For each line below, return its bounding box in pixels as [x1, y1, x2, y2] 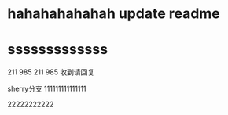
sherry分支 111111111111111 [7, 84, 87, 94]
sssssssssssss [7, 41, 108, 59]
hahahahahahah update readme [7, 5, 221, 23]
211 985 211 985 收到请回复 [7, 67, 95, 77]
